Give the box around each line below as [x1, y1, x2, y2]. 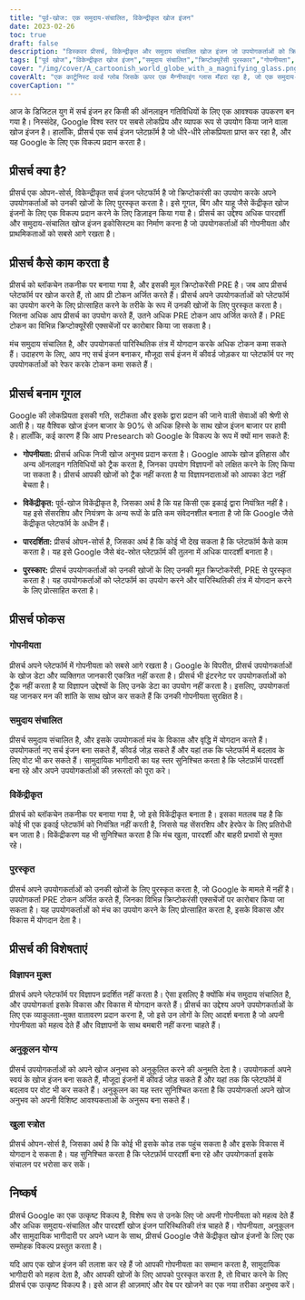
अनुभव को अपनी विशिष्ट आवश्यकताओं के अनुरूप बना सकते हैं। [9, 1095, 191, 1105]
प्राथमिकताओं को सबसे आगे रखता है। [9, 228, 116, 239]
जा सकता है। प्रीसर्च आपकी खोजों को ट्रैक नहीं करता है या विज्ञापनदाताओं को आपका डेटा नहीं [22, 469, 286, 480]
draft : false [9, 38, 59, 48]
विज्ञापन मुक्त [9, 968, 52, 981]
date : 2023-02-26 [9, 22, 75, 31]
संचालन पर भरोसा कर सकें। [9, 1158, 91, 1169]
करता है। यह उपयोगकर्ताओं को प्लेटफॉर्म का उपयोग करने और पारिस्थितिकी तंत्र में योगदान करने [22, 575, 292, 586]
